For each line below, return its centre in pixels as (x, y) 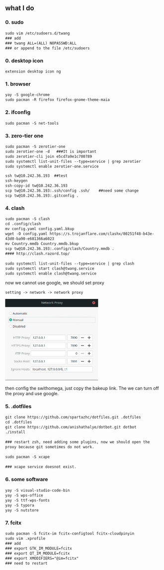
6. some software (27, 480)
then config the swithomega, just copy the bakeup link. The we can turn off (82, 388)
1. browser (18, 84)
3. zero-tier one (24, 136)
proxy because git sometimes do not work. (50, 447)
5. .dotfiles (18, 407)
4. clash (15, 208)
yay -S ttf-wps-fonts (28, 500)
